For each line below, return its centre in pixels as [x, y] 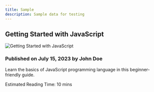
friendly [13, 75]
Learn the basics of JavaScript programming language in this [67, 69]
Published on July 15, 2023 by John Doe [54, 59]
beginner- [140, 69]
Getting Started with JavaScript [55, 34]
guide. [28, 75]
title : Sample [20, 10]
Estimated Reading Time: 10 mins [39, 84]
